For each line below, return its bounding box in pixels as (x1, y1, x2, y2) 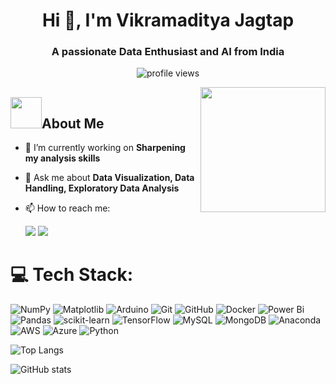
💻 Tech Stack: (10, 264, 134, 286)
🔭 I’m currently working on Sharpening (24, 142, 186, 154)
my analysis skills (24, 152, 101, 164)
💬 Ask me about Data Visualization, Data (24, 172, 195, 184)
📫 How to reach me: (24, 202, 111, 214)
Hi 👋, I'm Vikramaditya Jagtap (41, 9, 295, 32)
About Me (41, 115, 105, 132)
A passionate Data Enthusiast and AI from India (51, 45, 285, 59)
